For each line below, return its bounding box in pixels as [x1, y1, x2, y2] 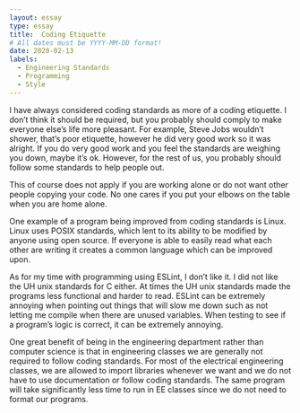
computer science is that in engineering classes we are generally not [9, 346, 263, 356]
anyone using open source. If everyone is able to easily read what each [9, 234, 272, 245]
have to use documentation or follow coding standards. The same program [9, 374, 286, 385]
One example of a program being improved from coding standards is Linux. [9, 215, 287, 226]
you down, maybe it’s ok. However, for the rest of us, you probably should [9, 152, 282, 163]
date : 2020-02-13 [9, 47, 74, 56]
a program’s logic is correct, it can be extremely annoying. [9, 319, 224, 330]
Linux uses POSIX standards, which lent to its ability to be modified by [9, 225, 268, 236]
